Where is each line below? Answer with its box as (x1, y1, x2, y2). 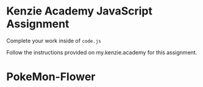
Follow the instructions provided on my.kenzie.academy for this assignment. (6, 48, 198, 56)
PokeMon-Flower (6, 70, 96, 84)
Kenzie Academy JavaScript (6, 4, 152, 18)
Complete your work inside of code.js (6, 37, 102, 44)
